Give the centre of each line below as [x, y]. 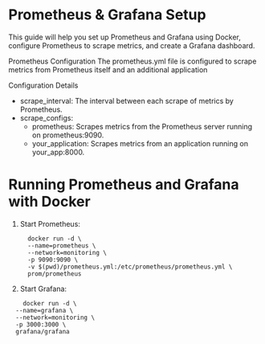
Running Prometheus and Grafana [124, 184]
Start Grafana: [43, 289]
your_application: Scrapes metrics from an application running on [140, 143]
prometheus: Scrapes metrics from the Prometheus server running [142, 126]
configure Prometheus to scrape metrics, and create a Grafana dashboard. [132, 45]
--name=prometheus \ [62, 246]
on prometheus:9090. [68, 135]
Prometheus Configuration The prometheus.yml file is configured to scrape [132, 61]
